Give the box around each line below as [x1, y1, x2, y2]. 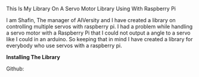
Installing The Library [6, 54, 61, 60]
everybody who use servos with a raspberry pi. [6, 42, 122, 49]
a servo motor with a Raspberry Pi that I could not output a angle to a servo [6, 29, 191, 36]
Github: [6, 65, 24, 72]
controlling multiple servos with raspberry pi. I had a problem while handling [6, 23, 193, 30]
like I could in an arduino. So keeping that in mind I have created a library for [6, 36, 193, 42]
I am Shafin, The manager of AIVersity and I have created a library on [6, 17, 176, 23]
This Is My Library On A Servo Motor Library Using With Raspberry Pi [6, 5, 176, 12]
